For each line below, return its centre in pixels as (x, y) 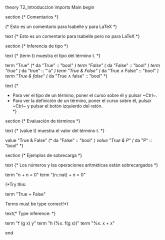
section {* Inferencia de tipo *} (37, 46)
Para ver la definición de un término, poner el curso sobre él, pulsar (82, 100)
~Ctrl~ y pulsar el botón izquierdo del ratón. (57, 106)
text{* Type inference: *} (30, 213)
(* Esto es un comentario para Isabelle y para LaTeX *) (61, 26)
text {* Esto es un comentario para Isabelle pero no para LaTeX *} (72, 36)
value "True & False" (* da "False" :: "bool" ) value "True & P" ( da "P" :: (79, 140)
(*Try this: (16, 184)
